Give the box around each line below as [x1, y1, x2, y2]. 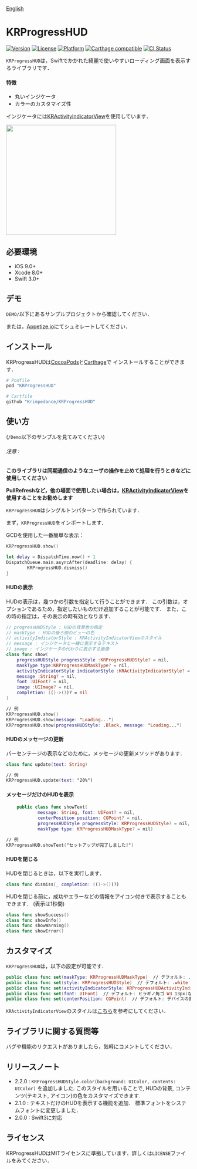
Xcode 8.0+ [14, 269, 43, 276]
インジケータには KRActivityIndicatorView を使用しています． [6, 113, 151, 120]
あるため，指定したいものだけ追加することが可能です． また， [31, 605, 182, 612]
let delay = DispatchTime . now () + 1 [6, 554, 96, 560]
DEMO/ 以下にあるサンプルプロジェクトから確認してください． [6, 310, 152, 317]
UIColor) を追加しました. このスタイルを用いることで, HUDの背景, [14, 1084, 174, 1092]
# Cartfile [6, 393, 33, 400]
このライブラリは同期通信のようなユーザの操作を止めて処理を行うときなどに [6, 467, 191, 474]
